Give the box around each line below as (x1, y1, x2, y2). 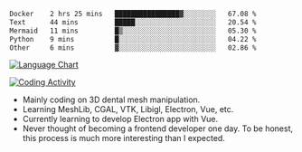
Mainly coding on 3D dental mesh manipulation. (22, 94, 201, 105)
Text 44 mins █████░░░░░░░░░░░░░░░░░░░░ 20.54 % (9, 17, 257, 27)
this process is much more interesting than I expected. (22, 133, 226, 144)
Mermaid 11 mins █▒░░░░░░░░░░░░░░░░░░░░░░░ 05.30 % (9, 26, 257, 35)
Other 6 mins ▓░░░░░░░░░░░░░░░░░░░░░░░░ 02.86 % (9, 43, 257, 52)
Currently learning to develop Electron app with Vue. (22, 114, 219, 125)
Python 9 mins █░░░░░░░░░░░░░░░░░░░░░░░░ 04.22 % (9, 34, 257, 43)
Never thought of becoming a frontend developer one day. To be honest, (22, 123, 294, 134)
